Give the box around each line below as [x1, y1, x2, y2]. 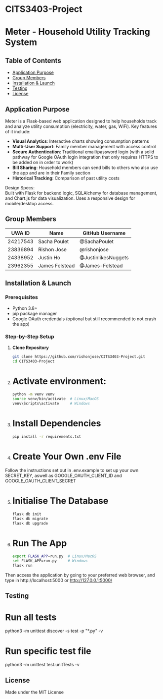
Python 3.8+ [12, 305, 38, 311]
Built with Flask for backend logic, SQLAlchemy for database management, [5, 190, 158, 196]
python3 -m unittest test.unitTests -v [5, 662, 80, 668]
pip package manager [12, 310, 57, 316]
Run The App [12, 537, 67, 549]
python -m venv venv [12, 392, 55, 397]
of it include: [5, 129, 31, 134]
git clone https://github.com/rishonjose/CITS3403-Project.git [12, 354, 146, 359]
